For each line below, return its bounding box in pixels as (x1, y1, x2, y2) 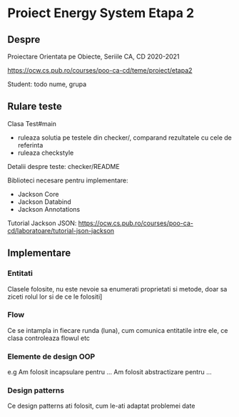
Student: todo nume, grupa (7, 80, 87, 88)
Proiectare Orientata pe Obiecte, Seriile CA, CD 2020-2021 (7, 52, 180, 61)
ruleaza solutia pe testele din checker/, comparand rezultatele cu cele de (17, 133, 232, 142)
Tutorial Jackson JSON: (7, 219, 77, 227)
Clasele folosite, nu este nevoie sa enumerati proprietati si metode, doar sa (7, 284, 228, 293)
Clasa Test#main (7, 119, 57, 128)
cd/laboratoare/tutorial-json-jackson (7, 226, 115, 235)
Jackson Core (17, 190, 59, 198)
